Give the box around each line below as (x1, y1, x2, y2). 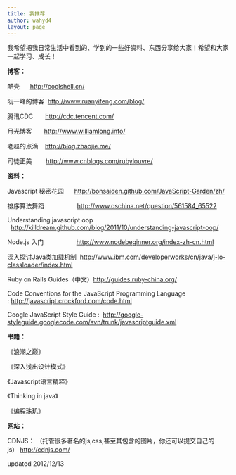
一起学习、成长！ (7, 52, 57, 61)
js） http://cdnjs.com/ (7, 445, 70, 454)
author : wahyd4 (7, 17, 52, 24)
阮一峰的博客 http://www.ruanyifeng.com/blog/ (7, 97, 145, 106)
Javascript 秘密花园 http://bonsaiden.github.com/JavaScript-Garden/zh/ (7, 187, 225, 196)
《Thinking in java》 (7, 392, 58, 400)
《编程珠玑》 (7, 407, 44, 415)
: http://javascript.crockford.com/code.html (7, 297, 132, 305)
